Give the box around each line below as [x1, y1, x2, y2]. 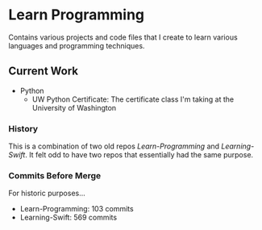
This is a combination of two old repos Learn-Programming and [8, 141, 220, 151]
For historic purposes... [8, 188, 86, 199]
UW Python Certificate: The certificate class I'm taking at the [31, 94, 235, 104]
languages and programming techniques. [8, 40, 145, 50]
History [8, 123, 39, 134]
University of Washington [31, 102, 117, 112]
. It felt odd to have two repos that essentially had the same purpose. [25, 150, 254, 160]
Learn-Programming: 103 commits [19, 204, 135, 214]
